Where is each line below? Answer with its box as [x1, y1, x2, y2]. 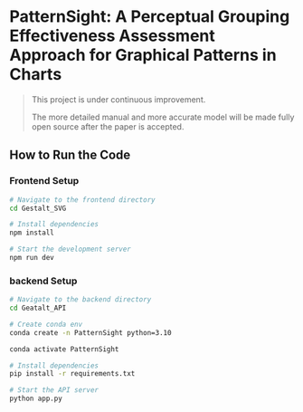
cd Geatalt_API [9, 303, 67, 313]
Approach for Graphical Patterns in [9, 45, 278, 65]
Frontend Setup [9, 175, 80, 187]
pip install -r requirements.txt [9, 369, 136, 378]
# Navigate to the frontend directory [9, 195, 156, 205]
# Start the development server [9, 244, 131, 254]
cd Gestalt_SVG [9, 204, 67, 213]
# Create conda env [9, 320, 83, 329]
